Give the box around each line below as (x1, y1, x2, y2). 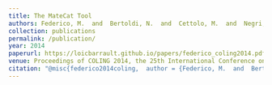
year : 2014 (8, 42, 45, 50)
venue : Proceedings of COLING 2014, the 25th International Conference (8, 57, 255, 66)
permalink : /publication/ (8, 34, 96, 43)
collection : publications (8, 27, 96, 35)
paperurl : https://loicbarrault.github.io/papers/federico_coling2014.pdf (8, 49, 266, 57)
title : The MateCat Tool (8, 11, 92, 20)
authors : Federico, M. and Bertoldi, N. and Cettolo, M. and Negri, (8, 19, 266, 28)
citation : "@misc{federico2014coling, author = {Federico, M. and (8, 65, 244, 73)
